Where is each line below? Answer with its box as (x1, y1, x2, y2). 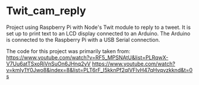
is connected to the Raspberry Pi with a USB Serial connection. (6, 36, 160, 43)
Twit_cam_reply (6, 4, 86, 18)
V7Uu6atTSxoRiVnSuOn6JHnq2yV (6, 60, 91, 67)
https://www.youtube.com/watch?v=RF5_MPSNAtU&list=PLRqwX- (6, 54, 169, 61)
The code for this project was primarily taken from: (6, 47, 131, 54)
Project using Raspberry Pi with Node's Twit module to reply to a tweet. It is (6, 24, 191, 31)
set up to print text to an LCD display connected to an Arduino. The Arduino (6, 30, 191, 37)
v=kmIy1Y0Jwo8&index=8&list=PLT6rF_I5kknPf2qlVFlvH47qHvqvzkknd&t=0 (6, 66, 193, 73)
